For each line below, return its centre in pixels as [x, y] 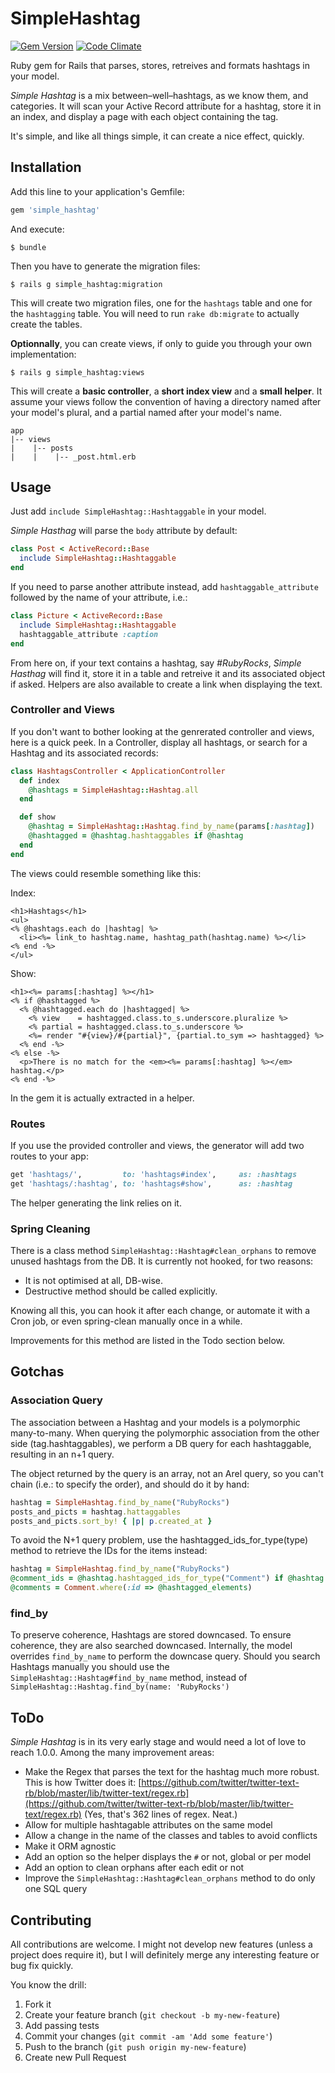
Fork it [38, 2004]
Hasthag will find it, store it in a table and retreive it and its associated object [168, 673]
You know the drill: [48, 1984]
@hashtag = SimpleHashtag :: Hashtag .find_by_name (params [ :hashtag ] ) [171, 827]
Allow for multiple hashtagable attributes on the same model [148, 1825]
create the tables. [46, 324]
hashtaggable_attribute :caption [89, 634]
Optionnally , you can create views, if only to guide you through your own [161, 343]
